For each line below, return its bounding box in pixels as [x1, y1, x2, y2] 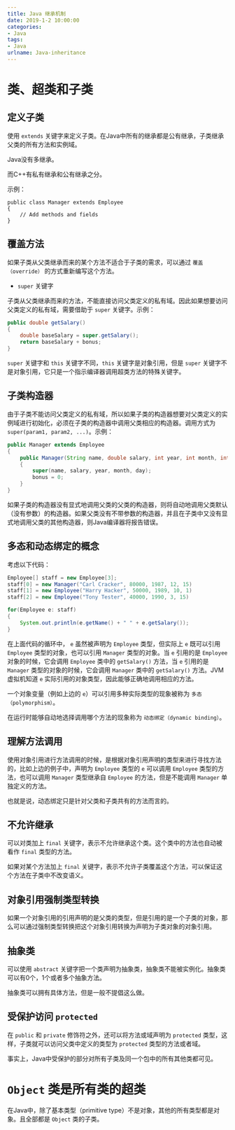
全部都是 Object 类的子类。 [25, 1115, 104, 1123]
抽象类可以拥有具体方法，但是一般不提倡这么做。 [7, 988, 148, 996]
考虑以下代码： [7, 560, 50, 569]
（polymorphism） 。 [7, 698, 59, 706]
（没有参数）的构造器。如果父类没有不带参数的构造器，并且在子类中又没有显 [7, 509, 228, 517]
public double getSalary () [7, 319, 86, 326]
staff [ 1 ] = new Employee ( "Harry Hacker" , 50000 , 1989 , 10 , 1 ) [7, 587, 192, 594]
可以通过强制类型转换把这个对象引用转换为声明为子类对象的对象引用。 [13, 922, 215, 931]
